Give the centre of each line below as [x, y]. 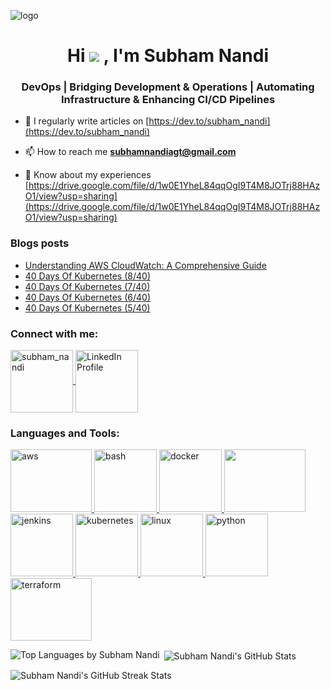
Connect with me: [54, 333]
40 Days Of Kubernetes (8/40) [87, 276]
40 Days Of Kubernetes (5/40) [87, 307]
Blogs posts [40, 243]
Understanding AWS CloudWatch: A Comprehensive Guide [145, 265]
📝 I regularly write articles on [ [87, 121]
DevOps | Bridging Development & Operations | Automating [168, 87]
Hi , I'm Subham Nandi [168, 56]
